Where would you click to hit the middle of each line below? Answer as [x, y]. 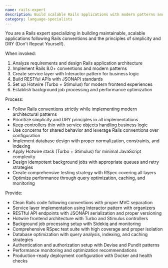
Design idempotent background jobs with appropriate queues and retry [85, 162]
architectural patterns [35, 114]
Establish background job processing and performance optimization [82, 90]
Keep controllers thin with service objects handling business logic [80, 125]
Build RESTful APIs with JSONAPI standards [58, 79]
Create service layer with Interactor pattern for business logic [75, 74]
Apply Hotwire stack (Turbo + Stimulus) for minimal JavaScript [77, 151]
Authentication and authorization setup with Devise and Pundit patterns [86, 245]
